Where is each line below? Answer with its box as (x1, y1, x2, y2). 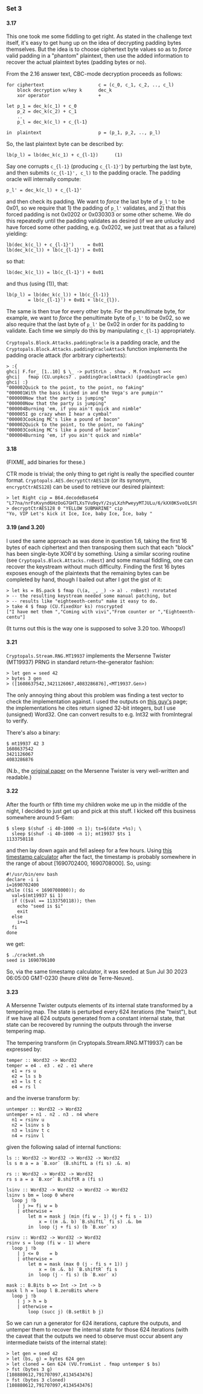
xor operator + (17, 93, 101, 99)
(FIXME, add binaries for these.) (6, 459, 86, 466)
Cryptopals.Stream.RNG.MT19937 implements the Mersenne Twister (6, 652, 171, 659)
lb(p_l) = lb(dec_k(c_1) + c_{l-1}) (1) (6, 152, 123, 158)
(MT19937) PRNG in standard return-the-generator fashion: (6, 658, 154, 665)
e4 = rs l (11, 1084, 36, 1090)
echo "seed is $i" (17, 903, 63, 909)
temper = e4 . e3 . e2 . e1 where (6, 1062, 94, 1069)
